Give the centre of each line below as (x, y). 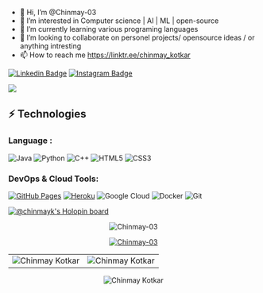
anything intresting (50, 46)
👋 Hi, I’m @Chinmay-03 (58, 12)
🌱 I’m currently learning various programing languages (109, 29)
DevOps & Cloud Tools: (54, 179)
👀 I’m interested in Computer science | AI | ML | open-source (119, 21)
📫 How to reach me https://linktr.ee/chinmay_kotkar (105, 55)
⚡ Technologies (47, 114)
